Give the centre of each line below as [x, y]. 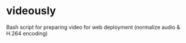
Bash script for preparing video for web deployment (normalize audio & [93, 27]
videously [31, 11]
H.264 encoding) [27, 33]
